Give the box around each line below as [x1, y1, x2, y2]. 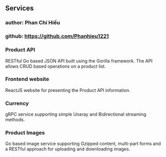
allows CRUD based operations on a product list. [5, 63, 106, 69]
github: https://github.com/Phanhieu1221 [5, 33, 109, 40]
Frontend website [5, 76, 49, 83]
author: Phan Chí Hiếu [5, 19, 61, 26]
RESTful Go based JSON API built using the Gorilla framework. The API [5, 58, 153, 64]
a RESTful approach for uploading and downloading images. [5, 146, 130, 152]
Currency [5, 99, 29, 107]
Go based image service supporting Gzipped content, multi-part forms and [5, 141, 161, 147]
